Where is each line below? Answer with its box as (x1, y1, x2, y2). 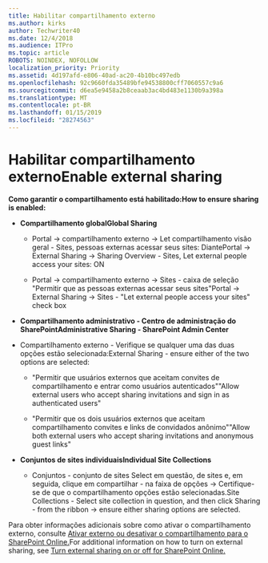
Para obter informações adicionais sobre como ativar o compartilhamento (8, 520, 251, 529)
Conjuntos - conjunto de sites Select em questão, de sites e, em (31, 470, 243, 480)
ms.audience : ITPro (8, 42, 74, 50)
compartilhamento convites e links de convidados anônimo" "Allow (31, 422, 250, 431)
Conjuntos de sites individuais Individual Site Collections (19, 455, 212, 464)
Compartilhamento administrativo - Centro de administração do (19, 316, 237, 326)
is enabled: (8, 202, 46, 213)
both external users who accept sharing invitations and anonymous (31, 431, 254, 440)
